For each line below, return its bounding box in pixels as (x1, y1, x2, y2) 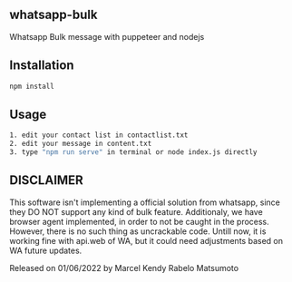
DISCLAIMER (9, 172, 83, 189)
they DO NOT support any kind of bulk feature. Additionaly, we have (9, 206, 263, 217)
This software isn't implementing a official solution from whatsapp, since (9, 197, 281, 208)
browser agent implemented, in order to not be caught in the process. (9, 216, 269, 227)
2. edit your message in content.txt (9, 140, 152, 149)
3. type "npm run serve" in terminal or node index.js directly (9, 148, 258, 157)
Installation (9, 58, 74, 73)
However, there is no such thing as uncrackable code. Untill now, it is (9, 226, 267, 237)
